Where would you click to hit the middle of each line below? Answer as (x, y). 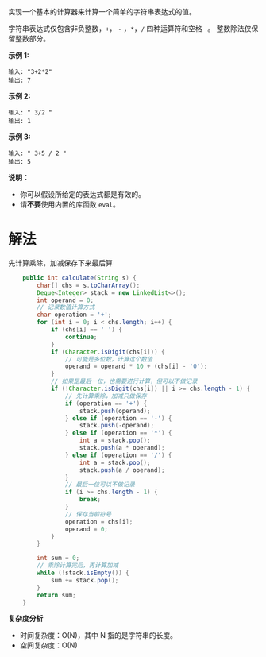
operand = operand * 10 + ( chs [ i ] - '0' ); (136, 367)
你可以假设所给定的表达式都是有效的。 (82, 194)
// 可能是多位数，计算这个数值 (109, 359)
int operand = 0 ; (65, 300)
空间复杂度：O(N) (48, 645)
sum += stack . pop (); (85, 580)
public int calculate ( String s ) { (79, 278)
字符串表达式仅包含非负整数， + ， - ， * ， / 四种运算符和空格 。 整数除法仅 (130, 29)
